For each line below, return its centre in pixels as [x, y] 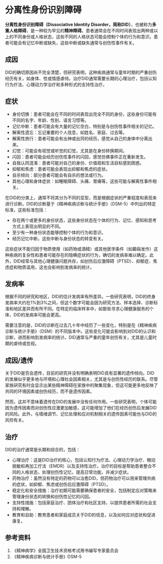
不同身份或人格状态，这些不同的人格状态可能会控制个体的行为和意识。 [83, 37]
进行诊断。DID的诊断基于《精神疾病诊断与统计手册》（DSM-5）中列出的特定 [81, 203]
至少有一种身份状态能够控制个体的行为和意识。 [59, 232]
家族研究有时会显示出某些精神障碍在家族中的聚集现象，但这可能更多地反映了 [81, 385]
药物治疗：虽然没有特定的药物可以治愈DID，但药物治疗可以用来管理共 [81, 478]
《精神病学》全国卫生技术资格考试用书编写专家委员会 [65, 550]
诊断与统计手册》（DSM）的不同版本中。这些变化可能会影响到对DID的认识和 [81, 331]
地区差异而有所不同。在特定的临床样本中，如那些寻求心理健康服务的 [81, 309]
